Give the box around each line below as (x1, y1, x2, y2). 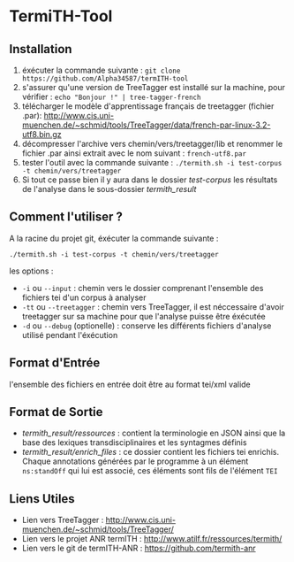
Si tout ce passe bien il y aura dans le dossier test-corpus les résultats (21, 174, 278, 185)
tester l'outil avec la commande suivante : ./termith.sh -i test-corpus (21, 158, 283, 167)
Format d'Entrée (9, 356, 101, 371)
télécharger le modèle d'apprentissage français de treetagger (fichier (21, 101, 275, 112)
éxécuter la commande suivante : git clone (21, 65, 181, 75)
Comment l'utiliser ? (9, 210, 124, 225)
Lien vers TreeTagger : (21, 515, 104, 526)
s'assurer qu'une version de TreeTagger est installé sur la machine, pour (21, 82, 285, 92)
